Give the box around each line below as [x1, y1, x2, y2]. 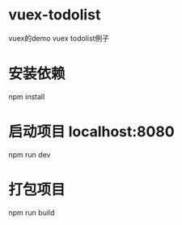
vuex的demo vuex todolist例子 [8, 33, 110, 43]
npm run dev [8, 149, 51, 159]
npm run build [8, 207, 55, 217]
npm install [8, 91, 45, 102]
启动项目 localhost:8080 [8, 123, 176, 141]
